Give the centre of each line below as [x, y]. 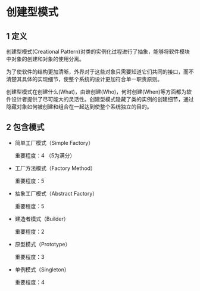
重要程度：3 [29, 256]
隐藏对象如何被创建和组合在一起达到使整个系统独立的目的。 [79, 107]
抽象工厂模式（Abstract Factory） [56, 193]
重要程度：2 [29, 231]
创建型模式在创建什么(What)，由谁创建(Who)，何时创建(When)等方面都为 [96, 92]
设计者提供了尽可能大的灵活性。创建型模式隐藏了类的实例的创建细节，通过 [102, 99]
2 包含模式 [25, 127]
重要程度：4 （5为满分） [45, 155]
